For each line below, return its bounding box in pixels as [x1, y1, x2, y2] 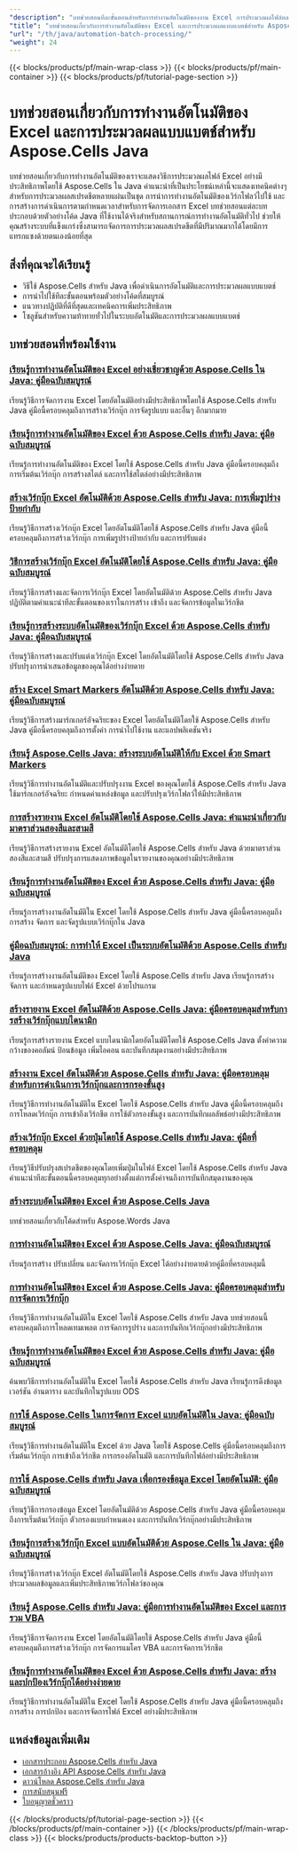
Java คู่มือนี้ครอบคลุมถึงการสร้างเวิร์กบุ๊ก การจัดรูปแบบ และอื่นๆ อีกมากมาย [9, 405, 227, 416]
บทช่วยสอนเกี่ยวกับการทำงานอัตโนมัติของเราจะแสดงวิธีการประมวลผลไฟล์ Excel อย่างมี [9, 170, 263, 182]
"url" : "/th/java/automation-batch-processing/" [9, 29, 192, 38]
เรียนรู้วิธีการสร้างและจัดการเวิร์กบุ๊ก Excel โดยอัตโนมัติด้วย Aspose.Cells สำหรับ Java [9, 587, 272, 598]
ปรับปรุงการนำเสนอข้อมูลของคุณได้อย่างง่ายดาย [9, 661, 145, 671]
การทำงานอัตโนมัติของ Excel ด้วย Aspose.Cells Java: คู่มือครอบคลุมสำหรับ [9, 1280, 286, 1293]
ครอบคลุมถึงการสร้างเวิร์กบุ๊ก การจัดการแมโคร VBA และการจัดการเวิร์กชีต [9, 1642, 223, 1652]
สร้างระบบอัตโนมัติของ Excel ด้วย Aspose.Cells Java [9, 1195, 210, 1207]
